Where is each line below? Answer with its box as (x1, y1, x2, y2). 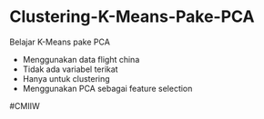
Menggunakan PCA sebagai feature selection (22, 83, 193, 94)
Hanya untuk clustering (22, 73, 111, 84)
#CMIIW (9, 100, 41, 111)
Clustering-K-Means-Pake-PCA (9, 6, 255, 27)
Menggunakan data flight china (22, 54, 140, 64)
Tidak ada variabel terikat (22, 64, 118, 74)
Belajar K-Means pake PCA (9, 36, 111, 47)
